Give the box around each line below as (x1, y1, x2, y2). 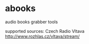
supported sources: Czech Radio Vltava (5, 28, 85, 34)
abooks (5, 3, 36, 14)
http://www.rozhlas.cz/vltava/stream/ (5, 33, 80, 39)
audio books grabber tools (5, 19, 58, 25)
